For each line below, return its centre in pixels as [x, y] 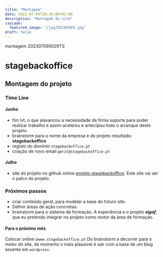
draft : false [18, 32]
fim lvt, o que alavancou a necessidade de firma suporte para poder [80, 120]
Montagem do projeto [38, 84]
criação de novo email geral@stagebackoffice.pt [61, 151]
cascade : [14, 23]
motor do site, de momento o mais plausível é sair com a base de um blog [79, 244]
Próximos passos [26, 191]
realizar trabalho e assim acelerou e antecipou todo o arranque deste [81, 125]
